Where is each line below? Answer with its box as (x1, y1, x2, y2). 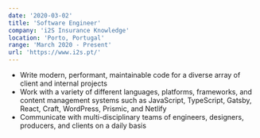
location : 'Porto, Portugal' (8, 33, 105, 42)
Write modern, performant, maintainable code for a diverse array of (19, 71, 241, 79)
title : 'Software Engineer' (8, 19, 102, 27)
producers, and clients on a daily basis (19, 121, 147, 130)
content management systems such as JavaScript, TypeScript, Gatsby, (19, 96, 252, 105)
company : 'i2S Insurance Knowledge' (8, 26, 130, 34)
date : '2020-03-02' (8, 11, 73, 20)
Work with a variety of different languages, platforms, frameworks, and (19, 87, 253, 96)
